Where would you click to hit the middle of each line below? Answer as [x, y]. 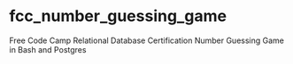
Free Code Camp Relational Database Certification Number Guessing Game [147, 40]
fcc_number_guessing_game [118, 16]
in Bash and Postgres [48, 49]
